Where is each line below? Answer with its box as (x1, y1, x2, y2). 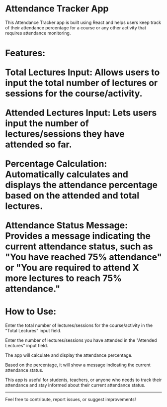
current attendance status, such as (5, 241, 153, 252)
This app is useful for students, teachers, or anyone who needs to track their (5, 377, 162, 383)
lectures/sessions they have (5, 128, 125, 140)
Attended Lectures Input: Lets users (5, 107, 157, 118)
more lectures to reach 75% (5, 273, 122, 284)
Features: (5, 48, 46, 59)
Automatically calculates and (5, 169, 128, 180)
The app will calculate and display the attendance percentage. (5, 352, 133, 358)
